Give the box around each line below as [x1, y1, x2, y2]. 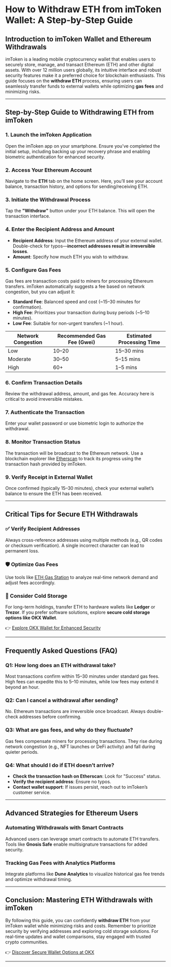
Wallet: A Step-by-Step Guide [5, 14, 133, 26]
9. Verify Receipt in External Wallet [5, 474, 93, 481]
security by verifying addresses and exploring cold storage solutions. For [5, 928, 159, 934]
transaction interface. [5, 213, 50, 219]
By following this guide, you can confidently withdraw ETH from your [5, 917, 151, 923]
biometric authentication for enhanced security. [5, 154, 105, 160]
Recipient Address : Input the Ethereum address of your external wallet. [12, 237, 163, 243]
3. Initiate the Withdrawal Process [5, 196, 91, 203]
